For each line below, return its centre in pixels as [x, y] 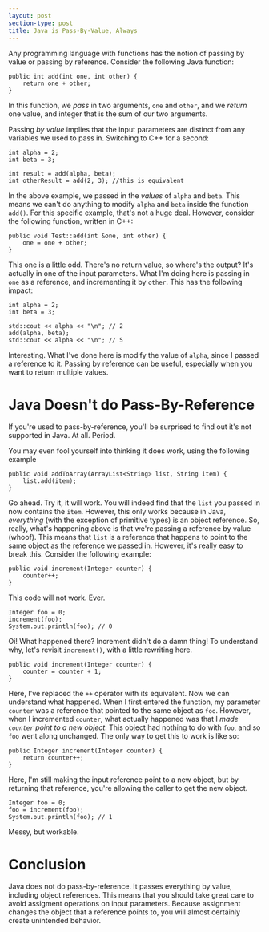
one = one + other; [55, 243]
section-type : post [41, 23]
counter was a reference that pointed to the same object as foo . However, [130, 711]
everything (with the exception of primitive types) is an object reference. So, [134, 520]
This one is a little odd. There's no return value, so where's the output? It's [131, 265]
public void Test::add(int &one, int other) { [87, 236]
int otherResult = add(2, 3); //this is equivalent [96, 181]
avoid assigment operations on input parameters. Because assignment [124, 904]
